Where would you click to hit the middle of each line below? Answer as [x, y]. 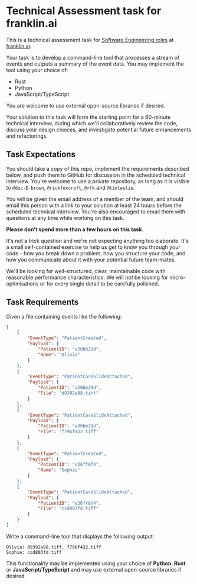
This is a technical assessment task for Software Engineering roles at [90, 40]
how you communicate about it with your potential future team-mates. [91, 259]
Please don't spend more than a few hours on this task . [75, 229]
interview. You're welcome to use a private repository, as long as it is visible [98, 181]
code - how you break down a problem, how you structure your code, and [96, 253]
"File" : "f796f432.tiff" [68, 432]
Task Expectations [41, 155]
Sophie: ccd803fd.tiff [34, 552]
